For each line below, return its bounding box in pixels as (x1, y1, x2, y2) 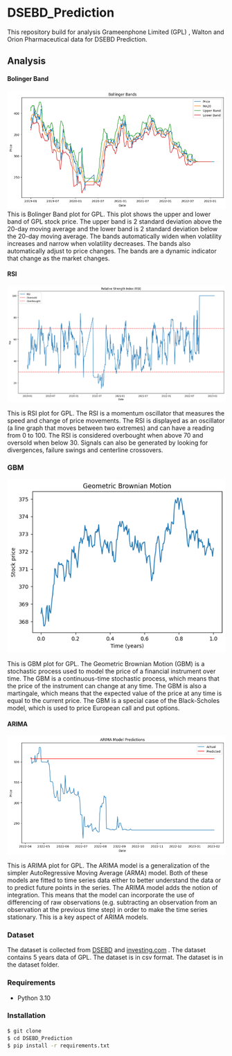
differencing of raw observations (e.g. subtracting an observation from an (7, 898, 217, 906)
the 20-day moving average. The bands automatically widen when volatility (7, 232, 222, 240)
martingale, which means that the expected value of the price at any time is (7, 689, 222, 697)
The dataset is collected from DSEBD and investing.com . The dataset (7, 946, 206, 954)
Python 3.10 (17, 994, 51, 1002)
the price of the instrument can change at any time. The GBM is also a (7, 682, 207, 690)
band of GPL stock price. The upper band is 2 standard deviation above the (7, 217, 222, 226)
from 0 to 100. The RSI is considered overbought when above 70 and (7, 431, 204, 439)
